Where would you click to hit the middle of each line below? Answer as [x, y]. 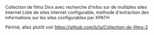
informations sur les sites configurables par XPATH [57, 17]
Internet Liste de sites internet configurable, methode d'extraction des [77, 12]
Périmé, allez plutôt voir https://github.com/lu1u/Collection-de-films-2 [77, 27]
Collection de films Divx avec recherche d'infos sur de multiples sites [76, 7]
